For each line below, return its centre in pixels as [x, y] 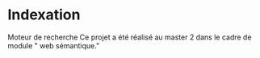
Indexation [44, 15]
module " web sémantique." [54, 45]
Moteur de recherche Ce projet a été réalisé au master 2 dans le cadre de [130, 37]
